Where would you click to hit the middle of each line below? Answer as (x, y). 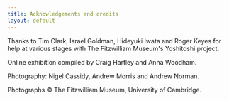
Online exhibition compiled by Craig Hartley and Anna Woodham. (102, 62)
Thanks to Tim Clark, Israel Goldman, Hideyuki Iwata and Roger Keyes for (114, 41)
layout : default (31, 21)
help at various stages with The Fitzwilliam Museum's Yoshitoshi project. (113, 48)
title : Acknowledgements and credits (63, 14)
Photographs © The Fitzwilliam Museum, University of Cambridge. (105, 90)
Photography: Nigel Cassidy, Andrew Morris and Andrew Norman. (104, 76)
